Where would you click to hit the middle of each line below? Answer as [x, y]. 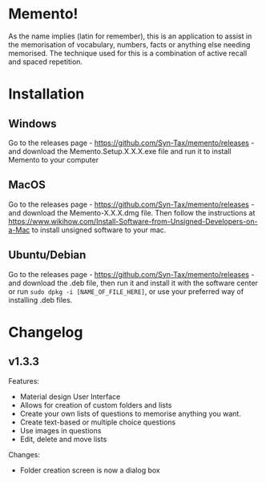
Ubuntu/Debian [47, 255]
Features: [24, 380]
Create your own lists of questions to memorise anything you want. [131, 413]
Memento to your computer [53, 159]
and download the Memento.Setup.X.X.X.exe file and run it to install [120, 151]
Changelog [46, 332]
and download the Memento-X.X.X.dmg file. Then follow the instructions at [132, 212]
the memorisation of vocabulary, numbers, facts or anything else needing [129, 44]
